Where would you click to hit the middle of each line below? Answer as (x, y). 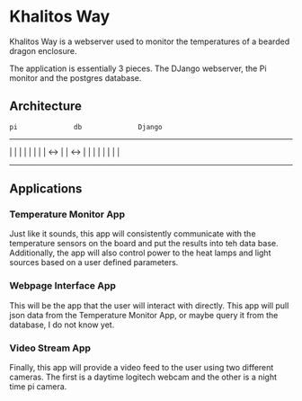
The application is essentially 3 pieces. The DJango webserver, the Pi (138, 68)
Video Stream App (50, 348)
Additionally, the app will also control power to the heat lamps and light (140, 253)
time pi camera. (38, 387)
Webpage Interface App (63, 286)
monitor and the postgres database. (75, 77)
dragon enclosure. (44, 50)
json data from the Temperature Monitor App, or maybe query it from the (144, 315)
